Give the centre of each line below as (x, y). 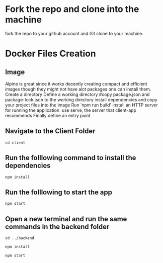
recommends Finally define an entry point (48, 115)
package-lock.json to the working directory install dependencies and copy (81, 99)
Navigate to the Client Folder (50, 131)
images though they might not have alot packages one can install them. (78, 89)
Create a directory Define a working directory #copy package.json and (78, 94)
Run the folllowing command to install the (71, 158)
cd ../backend (20, 238)
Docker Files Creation (50, 54)
